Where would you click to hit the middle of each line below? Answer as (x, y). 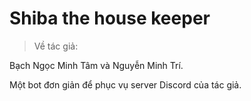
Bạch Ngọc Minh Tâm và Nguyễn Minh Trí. (96, 65)
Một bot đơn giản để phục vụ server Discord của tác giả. (125, 84)
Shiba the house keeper (110, 18)
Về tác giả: (56, 46)
